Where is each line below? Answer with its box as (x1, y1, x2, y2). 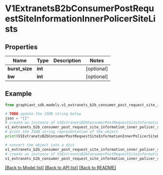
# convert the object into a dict (5, 143, 75, 147)
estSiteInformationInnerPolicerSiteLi (5, 13, 156, 24)
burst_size (7, 65, 33, 72)
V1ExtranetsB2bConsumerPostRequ (5, 3, 154, 14)
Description (53, 57, 81, 64)
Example (5, 90, 32, 98)
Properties (5, 43, 38, 51)
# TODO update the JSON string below (5, 111, 81, 116)
